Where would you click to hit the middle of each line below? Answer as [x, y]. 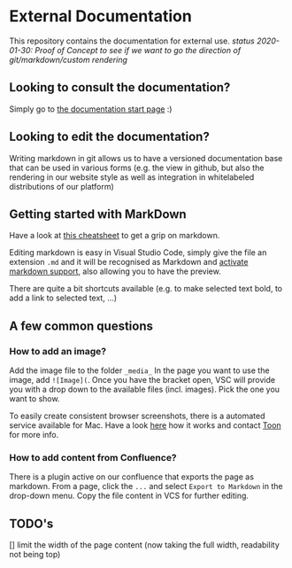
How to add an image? [58, 351]
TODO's [31, 523]
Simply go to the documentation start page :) [91, 109]
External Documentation [100, 16]
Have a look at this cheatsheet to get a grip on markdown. [115, 236]
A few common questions [81, 326]
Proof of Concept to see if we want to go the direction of [138, 50]
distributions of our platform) [62, 186]
